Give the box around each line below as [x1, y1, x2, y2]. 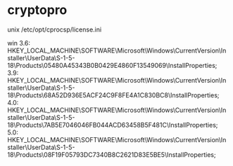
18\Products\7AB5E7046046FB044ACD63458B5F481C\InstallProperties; [7, 120, 218, 129]
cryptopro [7, 2, 68, 18]
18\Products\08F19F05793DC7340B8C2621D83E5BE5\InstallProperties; [7, 150, 216, 159]
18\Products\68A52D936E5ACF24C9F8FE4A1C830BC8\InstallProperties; [7, 90, 220, 99]
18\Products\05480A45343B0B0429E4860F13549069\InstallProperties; [7, 61, 218, 69]
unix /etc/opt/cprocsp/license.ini [7, 25, 102, 34]
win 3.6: [7, 39, 30, 47]
